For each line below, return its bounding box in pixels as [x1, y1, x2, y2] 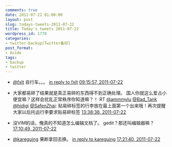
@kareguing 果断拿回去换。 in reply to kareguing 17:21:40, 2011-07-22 [12, 136, 160, 142]
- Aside [5, 50, 22, 55]
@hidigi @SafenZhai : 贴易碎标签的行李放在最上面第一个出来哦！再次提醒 [12, 103, 166, 109]
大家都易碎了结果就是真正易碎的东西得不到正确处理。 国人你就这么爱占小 [12, 90, 167, 96]
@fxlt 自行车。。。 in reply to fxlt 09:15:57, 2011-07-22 [12, 79, 123, 85]
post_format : [5, 45, 33, 51]
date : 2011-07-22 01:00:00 [5, 12, 63, 17]
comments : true [5, 7, 38, 13]
